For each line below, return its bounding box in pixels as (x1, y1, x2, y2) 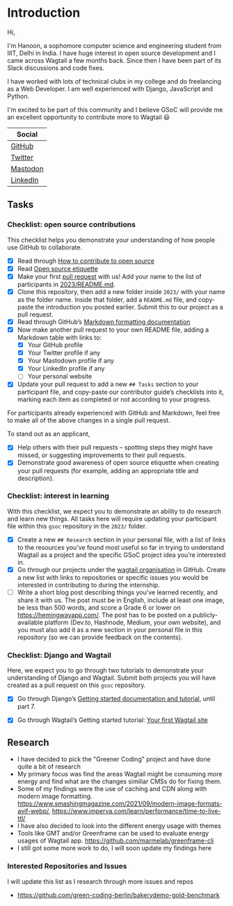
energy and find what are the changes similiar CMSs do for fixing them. (17, 777, 222, 785)
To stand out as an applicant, (7, 430, 90, 438)
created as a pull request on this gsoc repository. (7, 681, 146, 689)
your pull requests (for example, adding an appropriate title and (17, 466, 199, 475)
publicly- (192, 611, 218, 619)
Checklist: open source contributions (7, 220, 136, 229)
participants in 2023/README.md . (17, 280, 116, 289)
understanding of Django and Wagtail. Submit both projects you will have (7, 674, 216, 682)
